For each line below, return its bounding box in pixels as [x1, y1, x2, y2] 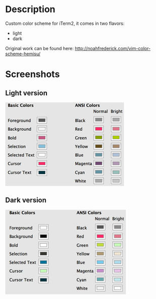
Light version [5, 89, 48, 97]
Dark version [5, 196, 47, 205]
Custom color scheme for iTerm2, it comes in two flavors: [5, 20, 125, 26]
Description [5, 4, 56, 15]
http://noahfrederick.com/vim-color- [75, 45, 151, 51]
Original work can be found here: [5, 45, 74, 51]
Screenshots [5, 68, 60, 80]
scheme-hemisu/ [5, 51, 41, 57]
